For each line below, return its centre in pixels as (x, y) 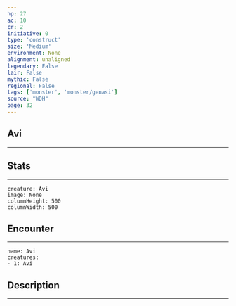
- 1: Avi (20, 264)
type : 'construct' (34, 40)
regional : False (31, 86)
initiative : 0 (28, 33)
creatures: (23, 257)
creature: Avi (28, 189)
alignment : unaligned (39, 60)
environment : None (34, 53)
